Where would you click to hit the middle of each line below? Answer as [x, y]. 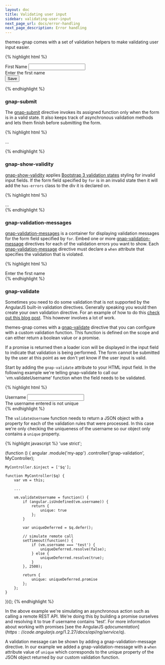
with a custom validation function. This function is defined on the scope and [82, 333]
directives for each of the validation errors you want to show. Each [92, 244]
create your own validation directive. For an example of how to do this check [82, 313]
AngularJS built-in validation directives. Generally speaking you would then [81, 307]
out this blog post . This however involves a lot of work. [60, 318]
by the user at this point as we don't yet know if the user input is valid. [76, 358]
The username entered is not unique [42, 403]
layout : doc [17, 10]
